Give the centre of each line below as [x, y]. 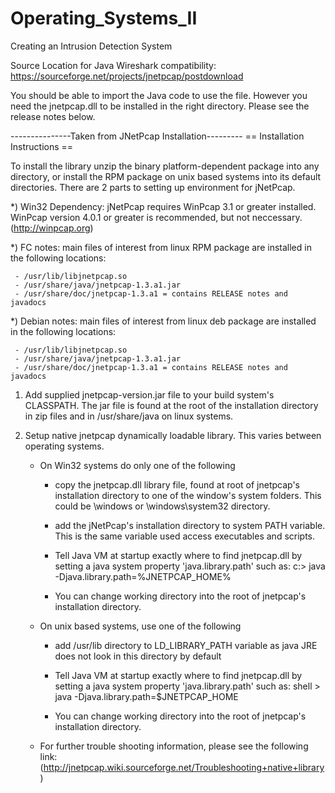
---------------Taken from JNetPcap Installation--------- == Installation [157, 136]
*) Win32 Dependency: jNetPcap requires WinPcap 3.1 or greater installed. [163, 206]
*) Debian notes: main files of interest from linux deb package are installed [163, 321]
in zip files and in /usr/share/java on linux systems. [129, 416]
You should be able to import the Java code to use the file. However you [159, 95]
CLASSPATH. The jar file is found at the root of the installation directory [171, 405]
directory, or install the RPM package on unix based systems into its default [166, 176]
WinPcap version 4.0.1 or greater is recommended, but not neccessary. [156, 217]
